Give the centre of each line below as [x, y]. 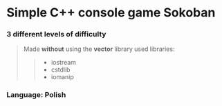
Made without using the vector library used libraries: [99, 49]
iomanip [62, 77]
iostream [64, 63]
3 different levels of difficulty [56, 34]
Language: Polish [36, 95]
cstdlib [61, 70]
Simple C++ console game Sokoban [111, 13]
